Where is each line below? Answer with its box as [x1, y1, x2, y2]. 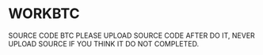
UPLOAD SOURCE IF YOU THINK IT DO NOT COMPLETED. [8, 38, 200, 48]
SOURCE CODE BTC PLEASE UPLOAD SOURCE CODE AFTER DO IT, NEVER [8, 31, 255, 40]
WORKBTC [8, 5, 80, 23]
